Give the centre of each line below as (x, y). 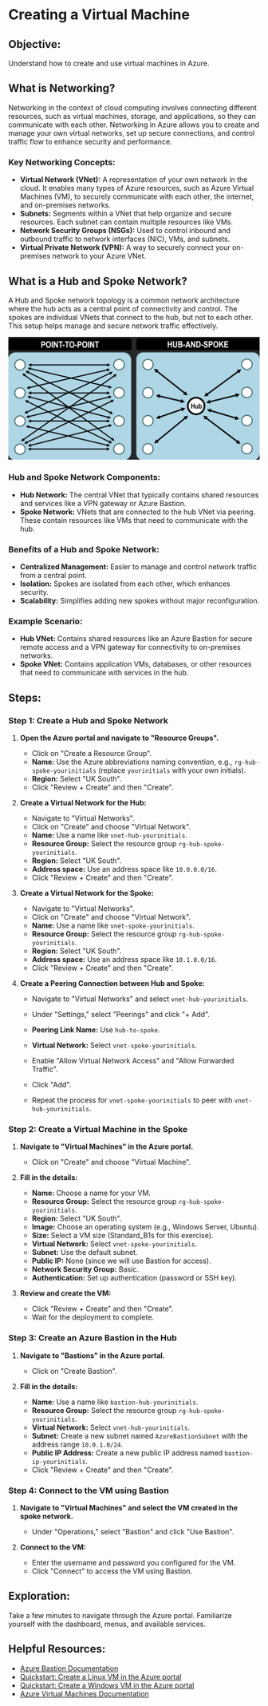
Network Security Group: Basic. (85, 1269)
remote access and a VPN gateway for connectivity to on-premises (130, 647)
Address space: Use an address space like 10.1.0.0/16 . (124, 960)
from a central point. (53, 576)
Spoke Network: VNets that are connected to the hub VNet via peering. (138, 512)
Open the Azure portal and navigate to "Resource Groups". (119, 738)
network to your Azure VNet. (99, 256)
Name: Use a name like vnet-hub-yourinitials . (109, 835)
